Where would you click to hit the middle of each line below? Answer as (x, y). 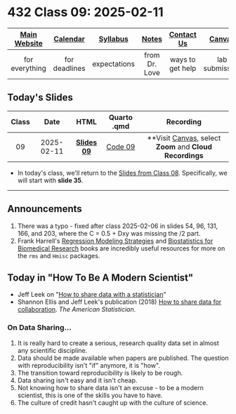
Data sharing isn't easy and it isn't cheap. (77, 380)
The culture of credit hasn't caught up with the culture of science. (113, 402)
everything (29, 68)
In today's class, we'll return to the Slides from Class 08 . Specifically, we (122, 173)
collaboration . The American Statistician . (77, 309)
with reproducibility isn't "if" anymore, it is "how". (88, 365)
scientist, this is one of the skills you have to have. (90, 395)
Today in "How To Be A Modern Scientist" (100, 278)
